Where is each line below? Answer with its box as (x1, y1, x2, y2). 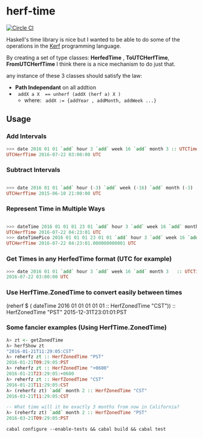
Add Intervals (6, 132, 47, 141)
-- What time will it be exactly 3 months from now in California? (6, 404, 180, 410)
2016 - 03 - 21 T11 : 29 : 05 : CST (6, 393, 69, 399)
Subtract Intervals (6, 166, 60, 174)
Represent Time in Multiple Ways (6, 205, 106, 213)
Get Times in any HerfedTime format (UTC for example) (6, 255, 172, 263)
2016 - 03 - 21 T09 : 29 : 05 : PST (6, 415, 69, 422)
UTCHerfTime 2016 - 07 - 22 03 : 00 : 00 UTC (6, 151, 101, 157)
